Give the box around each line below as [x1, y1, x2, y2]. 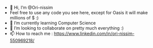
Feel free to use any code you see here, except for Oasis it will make [9, 10, 148, 16]
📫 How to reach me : [9, 31, 53, 36]
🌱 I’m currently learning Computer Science [9, 20, 96, 26]
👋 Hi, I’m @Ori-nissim [9, 5, 53, 10]
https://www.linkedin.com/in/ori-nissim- [53, 31, 135, 36]
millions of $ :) [9, 15, 39, 20]
